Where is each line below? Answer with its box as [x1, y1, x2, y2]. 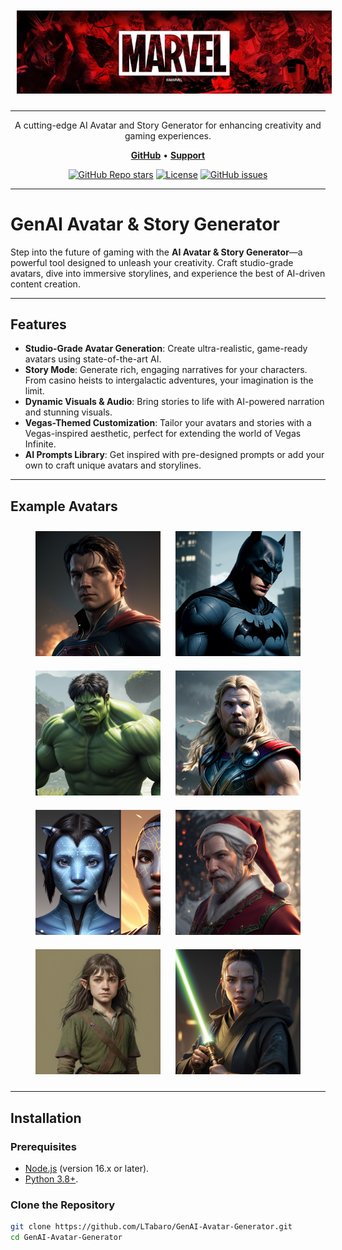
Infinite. [24, 438, 57, 450]
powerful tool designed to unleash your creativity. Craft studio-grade [10, 256, 294, 268]
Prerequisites [10, 1139, 77, 1153]
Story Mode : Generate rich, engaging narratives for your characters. [24, 364, 308, 376]
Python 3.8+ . [24, 1173, 79, 1185]
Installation [10, 1109, 82, 1127]
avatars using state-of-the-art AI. [24, 353, 162, 365]
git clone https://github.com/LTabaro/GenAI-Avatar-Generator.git [10, 1222, 293, 1232]
